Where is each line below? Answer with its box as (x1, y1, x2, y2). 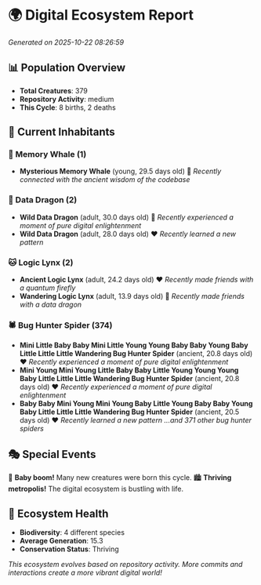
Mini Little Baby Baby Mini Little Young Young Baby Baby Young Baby (19, 340, 248, 350)
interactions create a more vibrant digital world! (8, 568, 162, 577)
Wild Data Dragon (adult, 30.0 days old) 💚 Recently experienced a (19, 213, 234, 222)
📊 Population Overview (8, 61, 126, 74)
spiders (19, 424, 45, 434)
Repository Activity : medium (19, 94, 114, 104)
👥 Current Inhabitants (8, 125, 115, 139)
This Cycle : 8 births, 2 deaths (19, 103, 116, 112)
